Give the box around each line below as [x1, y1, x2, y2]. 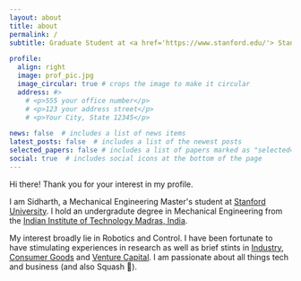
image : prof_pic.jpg [17, 71, 94, 81]
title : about [9, 22, 58, 31]
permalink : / [9, 30, 58, 39]
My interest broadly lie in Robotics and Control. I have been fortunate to [9, 233, 273, 243]
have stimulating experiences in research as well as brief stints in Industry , [9, 241, 284, 252]
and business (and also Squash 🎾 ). [9, 261, 137, 272]
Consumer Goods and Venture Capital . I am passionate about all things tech [9, 251, 289, 262]
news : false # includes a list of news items [9, 129, 186, 138]
